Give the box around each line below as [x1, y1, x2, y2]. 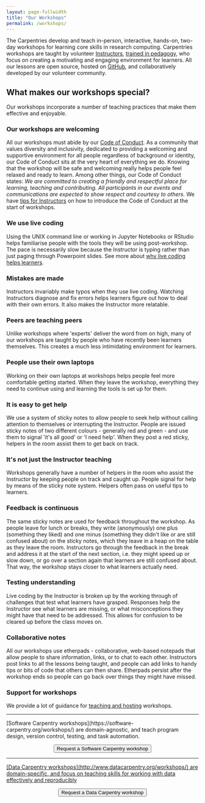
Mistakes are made [6, 274, 64, 283]
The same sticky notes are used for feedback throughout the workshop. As [6, 517, 195, 525]
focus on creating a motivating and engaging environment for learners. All [6, 56, 192, 64]
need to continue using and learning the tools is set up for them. [6, 385, 168, 392]
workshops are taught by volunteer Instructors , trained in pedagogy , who [6, 50, 190, 57]
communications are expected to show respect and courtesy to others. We [6, 190, 195, 198]
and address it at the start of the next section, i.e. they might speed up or [6, 550, 190, 557]
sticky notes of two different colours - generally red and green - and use [6, 427, 189, 434]
